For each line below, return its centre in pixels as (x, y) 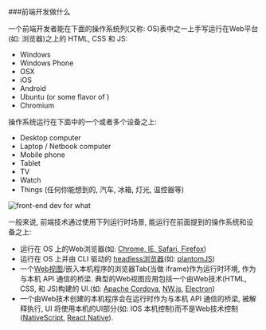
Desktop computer (50, 137)
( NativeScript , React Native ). (66, 318)
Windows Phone (47, 63)
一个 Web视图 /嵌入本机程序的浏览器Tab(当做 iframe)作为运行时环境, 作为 (138, 269)
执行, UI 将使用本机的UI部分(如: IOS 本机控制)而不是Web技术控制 (133, 308)
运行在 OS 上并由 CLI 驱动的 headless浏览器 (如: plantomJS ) (117, 259)
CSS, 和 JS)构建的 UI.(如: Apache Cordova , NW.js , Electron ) (117, 289)
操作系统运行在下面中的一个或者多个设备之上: (83, 122)
